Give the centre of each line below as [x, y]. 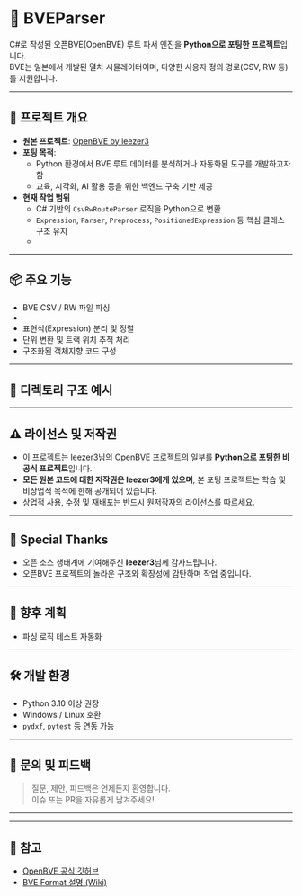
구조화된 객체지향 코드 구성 [69, 351]
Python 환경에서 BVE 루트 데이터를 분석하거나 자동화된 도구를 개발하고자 [163, 163]
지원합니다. [38, 78]
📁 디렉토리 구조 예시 [61, 390]
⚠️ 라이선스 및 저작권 [63, 434]
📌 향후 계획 [38, 613]
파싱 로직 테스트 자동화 [62, 636]
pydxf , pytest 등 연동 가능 [68, 726]
